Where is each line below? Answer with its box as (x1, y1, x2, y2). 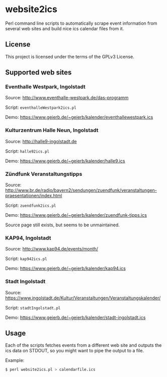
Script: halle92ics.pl (5, 148, 49, 154)
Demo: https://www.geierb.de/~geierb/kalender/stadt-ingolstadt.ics (5, 314, 146, 321)
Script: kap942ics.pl (5, 256, 47, 262)
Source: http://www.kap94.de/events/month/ (5, 246, 99, 252)
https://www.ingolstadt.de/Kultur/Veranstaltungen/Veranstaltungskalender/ (5, 295, 161, 301)
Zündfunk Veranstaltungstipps (5, 170, 82, 177)
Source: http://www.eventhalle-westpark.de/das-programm (5, 95, 129, 101)
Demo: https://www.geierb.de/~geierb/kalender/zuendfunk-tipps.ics (5, 212, 147, 218)
